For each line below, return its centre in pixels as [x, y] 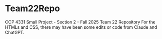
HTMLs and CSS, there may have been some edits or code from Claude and [81, 27]
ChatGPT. [15, 32]
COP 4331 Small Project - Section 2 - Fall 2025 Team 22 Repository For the [80, 22]
